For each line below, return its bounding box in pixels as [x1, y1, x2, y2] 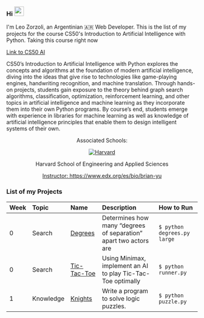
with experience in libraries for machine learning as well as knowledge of [6, 112, 189, 119]
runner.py [158, 269, 187, 276]
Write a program [102, 286, 149, 295]
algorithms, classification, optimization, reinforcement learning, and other [6, 93, 190, 100]
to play [102, 269, 121, 277]
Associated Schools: [76, 137, 128, 144]
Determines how [102, 213, 149, 222]
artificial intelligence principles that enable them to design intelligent [6, 119, 177, 126]
